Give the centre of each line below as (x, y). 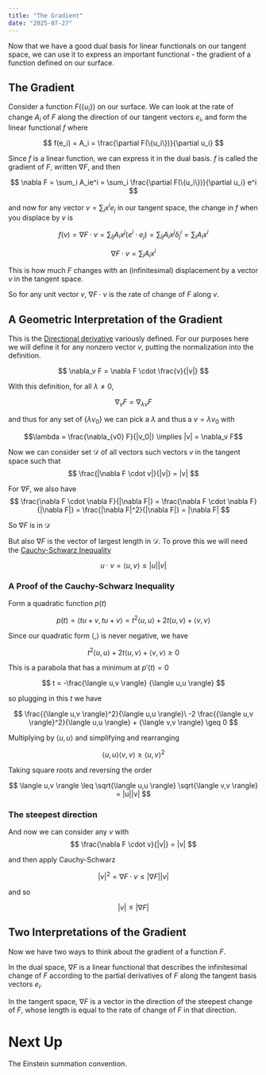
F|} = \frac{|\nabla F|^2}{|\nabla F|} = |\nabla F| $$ (147, 510)
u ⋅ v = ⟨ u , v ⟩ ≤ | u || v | (133, 565)
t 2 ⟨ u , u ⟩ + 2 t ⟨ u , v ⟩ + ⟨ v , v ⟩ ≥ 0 (133, 651)
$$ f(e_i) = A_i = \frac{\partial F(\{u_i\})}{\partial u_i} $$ (133, 143)
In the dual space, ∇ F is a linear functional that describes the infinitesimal (128, 967)
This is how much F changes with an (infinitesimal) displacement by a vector (133, 271)
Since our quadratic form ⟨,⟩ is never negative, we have (98, 635)
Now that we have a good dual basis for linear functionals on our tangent (127, 45)
